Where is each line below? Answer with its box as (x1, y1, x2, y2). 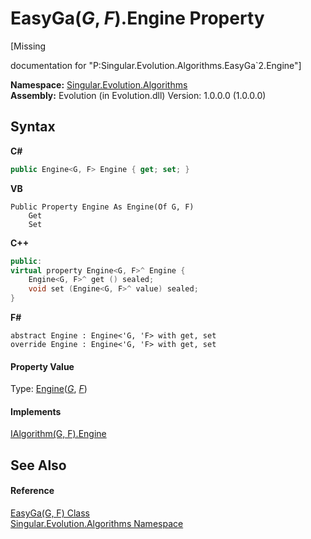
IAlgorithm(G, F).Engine (10, 428, 107, 440)
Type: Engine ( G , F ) (10, 383, 88, 395)
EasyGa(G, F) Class (10, 507, 90, 519)
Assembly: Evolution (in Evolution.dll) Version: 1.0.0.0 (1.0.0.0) (10, 89, 267, 101)
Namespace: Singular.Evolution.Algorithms (10, 78, 188, 91)
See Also (10, 457, 67, 474)
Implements (10, 405, 62, 417)
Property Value (10, 360, 75, 372)
